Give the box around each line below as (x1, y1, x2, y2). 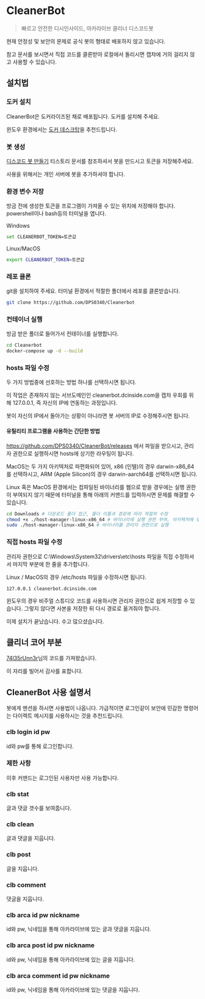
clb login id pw (6, 728, 51, 736)
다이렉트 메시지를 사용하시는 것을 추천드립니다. (12, 712, 124, 719)
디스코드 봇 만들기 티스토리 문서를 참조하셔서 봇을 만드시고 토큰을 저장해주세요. (6, 157, 194, 165)
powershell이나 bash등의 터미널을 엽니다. (6, 210, 107, 217)
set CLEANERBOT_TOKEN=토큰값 (6, 234, 77, 240)
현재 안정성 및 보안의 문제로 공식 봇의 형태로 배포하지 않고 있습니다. (6, 37, 166, 45)
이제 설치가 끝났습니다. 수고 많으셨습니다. (6, 617, 104, 625)
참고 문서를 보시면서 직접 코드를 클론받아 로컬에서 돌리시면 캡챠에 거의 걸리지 (6, 50, 189, 58)
